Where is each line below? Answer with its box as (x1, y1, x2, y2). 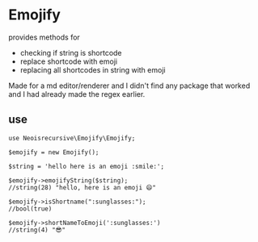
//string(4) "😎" (8, 226, 66, 234)
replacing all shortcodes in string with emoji (19, 65, 166, 74)
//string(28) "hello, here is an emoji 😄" (8, 183, 156, 191)
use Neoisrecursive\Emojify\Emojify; (8, 134, 136, 142)
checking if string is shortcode (19, 48, 123, 57)
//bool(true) (8, 204, 53, 213)
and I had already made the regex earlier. (8, 89, 146, 98)
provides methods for (8, 32, 81, 42)
